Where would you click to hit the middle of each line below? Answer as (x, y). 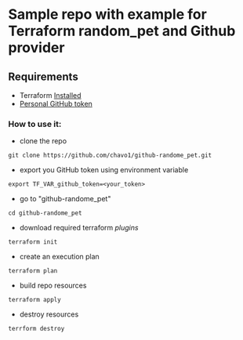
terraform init (33, 242)
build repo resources (53, 286)
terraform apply (34, 300)
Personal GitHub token (56, 104)
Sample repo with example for (108, 14)
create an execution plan (59, 257)
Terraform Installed (50, 95)
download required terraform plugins (79, 228)
